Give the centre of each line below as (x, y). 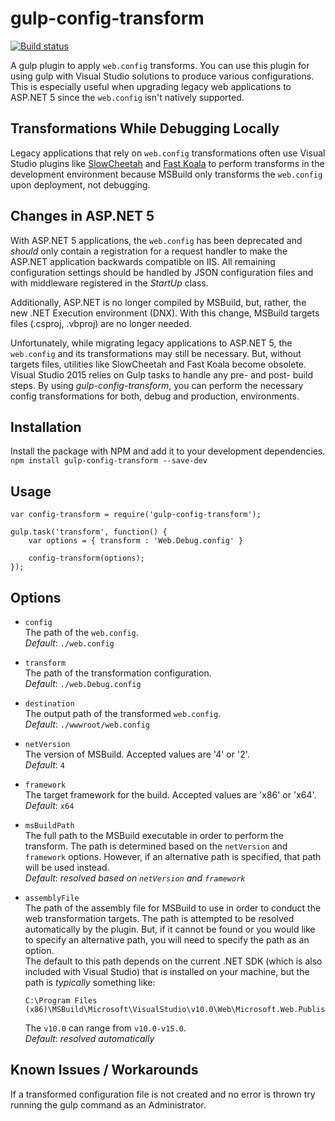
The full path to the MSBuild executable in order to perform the (154, 835)
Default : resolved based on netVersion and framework (135, 878)
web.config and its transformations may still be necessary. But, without (156, 353)
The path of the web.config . (81, 632)
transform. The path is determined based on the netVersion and (156, 846)
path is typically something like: (90, 982)
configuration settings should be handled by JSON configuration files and (162, 272)
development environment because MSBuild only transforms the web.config (166, 174)
